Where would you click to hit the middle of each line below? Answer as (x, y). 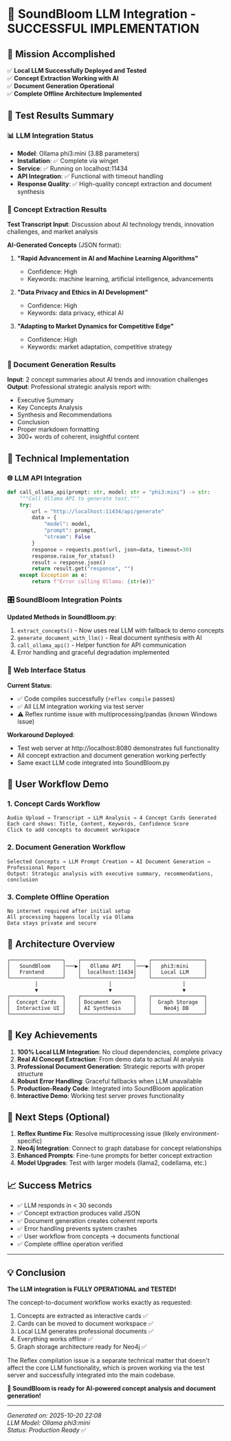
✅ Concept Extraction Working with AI (63, 78)
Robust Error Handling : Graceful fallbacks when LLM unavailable (109, 1081)
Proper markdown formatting (58, 430)
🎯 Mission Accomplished (61, 54)
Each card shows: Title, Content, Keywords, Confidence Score (98, 824)
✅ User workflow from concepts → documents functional (98, 1236)
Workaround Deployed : (41, 734)
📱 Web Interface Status (46, 670)
